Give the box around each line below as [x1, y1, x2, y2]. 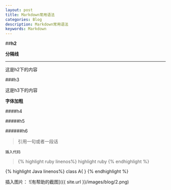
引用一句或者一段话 [17, 139, 59, 145]
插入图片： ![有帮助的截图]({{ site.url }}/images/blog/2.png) [5, 179, 129, 185]
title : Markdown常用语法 [5, 12, 55, 17]
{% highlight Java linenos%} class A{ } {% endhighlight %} [5, 169, 129, 175]
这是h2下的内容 [5, 67, 38, 73]
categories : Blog [5, 17, 42, 22]
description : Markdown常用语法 [5, 21, 69, 27]
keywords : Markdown [5, 26, 47, 32]
